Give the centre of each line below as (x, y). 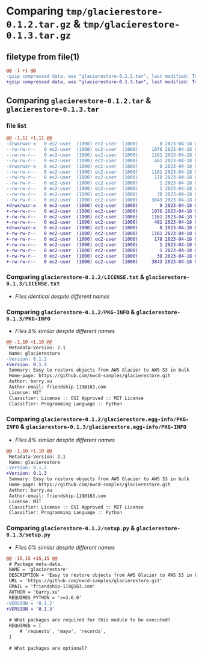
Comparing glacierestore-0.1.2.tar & (79, 101)
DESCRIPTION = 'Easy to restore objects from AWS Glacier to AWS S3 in (100, 575)
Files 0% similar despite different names (65, 547)
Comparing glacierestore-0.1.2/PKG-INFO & (71, 312)
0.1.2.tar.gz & (44, 24)
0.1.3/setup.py (29, 535)
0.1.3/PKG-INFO (29, 319)
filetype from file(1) (43, 56)
